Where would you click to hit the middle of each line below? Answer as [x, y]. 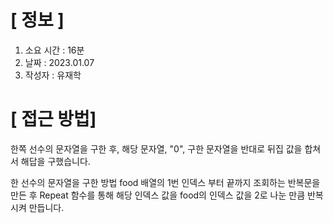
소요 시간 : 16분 [54, 50]
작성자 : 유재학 [53, 75]
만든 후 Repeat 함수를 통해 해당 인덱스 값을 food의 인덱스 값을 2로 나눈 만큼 [158, 195]
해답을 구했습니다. [55, 161]
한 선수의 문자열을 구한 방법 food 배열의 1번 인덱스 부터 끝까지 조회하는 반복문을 [165, 182]
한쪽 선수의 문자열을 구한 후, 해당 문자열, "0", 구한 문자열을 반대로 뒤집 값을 [156, 148]
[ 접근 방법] [53, 119]
